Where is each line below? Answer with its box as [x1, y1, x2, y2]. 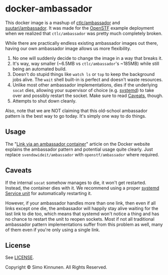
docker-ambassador [5, 3, 92, 15]
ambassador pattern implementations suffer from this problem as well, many [5, 221, 163, 227]
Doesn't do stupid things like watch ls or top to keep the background [12, 71, 155, 77]
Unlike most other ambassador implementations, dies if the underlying [12, 81, 158, 88]
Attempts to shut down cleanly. [12, 98, 77, 104]
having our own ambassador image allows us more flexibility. [5, 45, 131, 51]
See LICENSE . [5, 254, 34, 260]
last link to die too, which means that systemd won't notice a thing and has [5, 211, 159, 217]
